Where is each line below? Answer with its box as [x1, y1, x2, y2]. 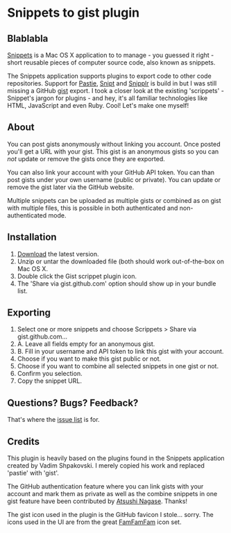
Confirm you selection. [17, 370, 83, 378]
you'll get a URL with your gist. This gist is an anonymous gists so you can [7, 147, 219, 156]
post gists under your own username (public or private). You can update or [7, 175, 221, 183]
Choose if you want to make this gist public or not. [17, 354, 162, 363]
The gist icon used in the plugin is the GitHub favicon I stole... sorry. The [7, 511, 214, 519]
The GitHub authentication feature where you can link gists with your [7, 482, 204, 491]
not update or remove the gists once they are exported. [7, 154, 165, 163]
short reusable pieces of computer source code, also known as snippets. [7, 58, 216, 67]
